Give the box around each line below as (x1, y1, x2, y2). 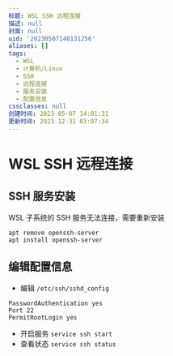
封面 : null (8, 27, 43, 35)
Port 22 (8, 306, 35, 315)
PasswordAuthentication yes (8, 299, 103, 307)
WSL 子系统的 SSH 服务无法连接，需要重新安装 (8, 212, 165, 222)
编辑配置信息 (8, 260, 73, 274)
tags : (8, 49, 27, 58)
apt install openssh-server (8, 236, 103, 244)
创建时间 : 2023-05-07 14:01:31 (8, 110, 109, 118)
